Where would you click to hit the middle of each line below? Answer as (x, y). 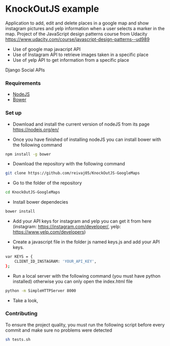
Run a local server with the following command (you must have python (87, 276)
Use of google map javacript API (47, 49)
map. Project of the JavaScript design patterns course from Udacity (76, 34)
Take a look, (25, 300)
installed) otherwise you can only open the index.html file (73, 281)
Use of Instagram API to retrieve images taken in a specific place (80, 55)
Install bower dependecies (40, 202)
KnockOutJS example (52, 9)
